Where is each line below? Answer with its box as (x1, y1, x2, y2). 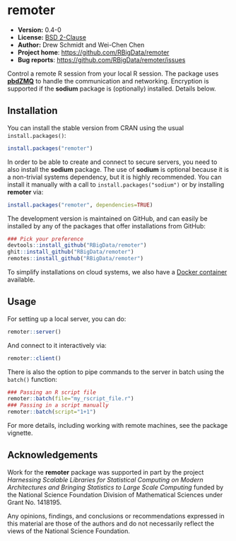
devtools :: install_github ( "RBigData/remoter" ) (7, 242, 147, 249)
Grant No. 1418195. (7, 498, 62, 506)
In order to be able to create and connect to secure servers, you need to (7, 158, 218, 166)
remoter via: (7, 187, 44, 196)
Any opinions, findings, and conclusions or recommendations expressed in (7, 511, 225, 520)
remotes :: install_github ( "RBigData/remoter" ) (7, 255, 143, 262)
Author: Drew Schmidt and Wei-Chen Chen (17, 40, 145, 49)
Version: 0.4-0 (17, 25, 61, 34)
